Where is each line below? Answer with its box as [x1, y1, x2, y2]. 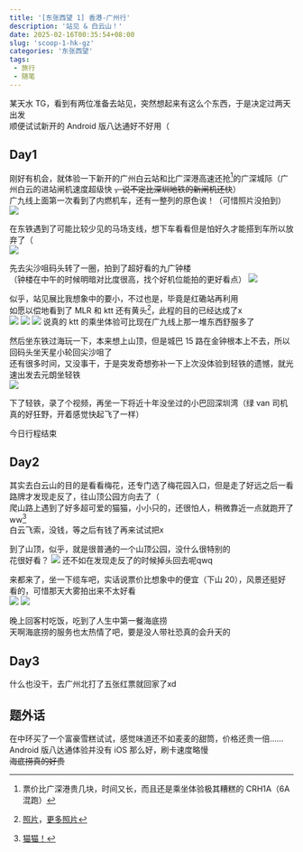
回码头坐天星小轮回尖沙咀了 [9, 347, 113, 357]
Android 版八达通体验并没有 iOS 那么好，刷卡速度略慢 [9, 744, 209, 755]
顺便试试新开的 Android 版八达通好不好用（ [9, 120, 170, 131]
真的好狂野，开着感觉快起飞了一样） [9, 408, 144, 420]
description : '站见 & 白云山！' [9, 22, 124, 31]
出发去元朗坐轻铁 [16, 369, 81, 380]
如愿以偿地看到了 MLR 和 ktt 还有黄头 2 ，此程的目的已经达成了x [9, 303, 243, 316]
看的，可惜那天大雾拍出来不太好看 [9, 586, 136, 597]
